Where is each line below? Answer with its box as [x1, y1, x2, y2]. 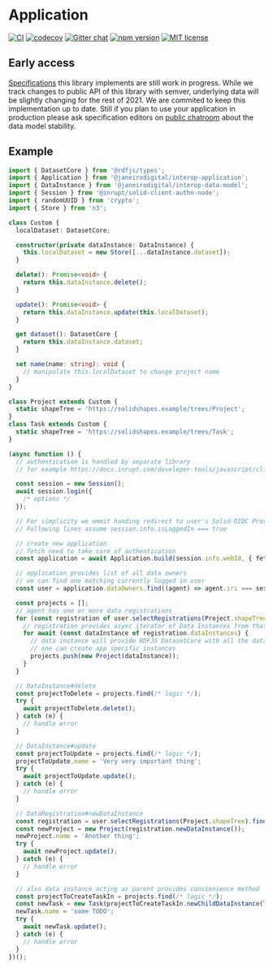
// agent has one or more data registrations [15, 606, 173, 615]
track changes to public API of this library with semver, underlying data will [8, 86, 259, 96]
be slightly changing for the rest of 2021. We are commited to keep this [8, 95, 246, 105]
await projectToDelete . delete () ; [23, 705, 136, 713]
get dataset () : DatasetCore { [15, 330, 118, 338]
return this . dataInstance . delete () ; [23, 278, 148, 286]
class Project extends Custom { [8, 397, 118, 406]
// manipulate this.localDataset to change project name [23, 368, 220, 376]
